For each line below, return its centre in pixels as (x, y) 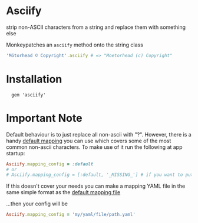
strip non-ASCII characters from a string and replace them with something (96, 27)
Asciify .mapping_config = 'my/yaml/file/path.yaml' (71, 215)
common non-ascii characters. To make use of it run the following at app (94, 147)
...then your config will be (37, 204)
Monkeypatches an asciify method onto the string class (75, 45)
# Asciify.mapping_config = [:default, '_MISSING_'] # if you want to (95, 175)
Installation (34, 79)
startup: (16, 153)
